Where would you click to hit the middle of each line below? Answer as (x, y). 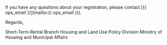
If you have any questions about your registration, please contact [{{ (76, 7)
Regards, (15, 22)
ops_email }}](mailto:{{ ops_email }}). (44, 12)
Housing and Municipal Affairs (36, 37)
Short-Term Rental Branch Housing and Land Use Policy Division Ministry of (84, 32)
